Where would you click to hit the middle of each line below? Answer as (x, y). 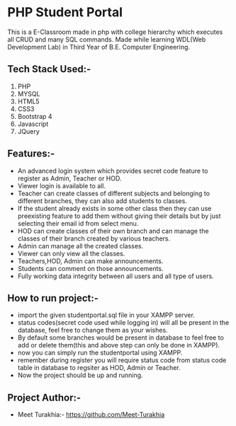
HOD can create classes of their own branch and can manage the (113, 231)
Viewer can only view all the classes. (71, 253)
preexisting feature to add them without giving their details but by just (119, 216)
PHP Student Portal (65, 12)
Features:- (31, 154)
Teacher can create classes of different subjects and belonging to (114, 193)
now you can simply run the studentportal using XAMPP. (100, 353)
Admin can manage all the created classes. (80, 246)
